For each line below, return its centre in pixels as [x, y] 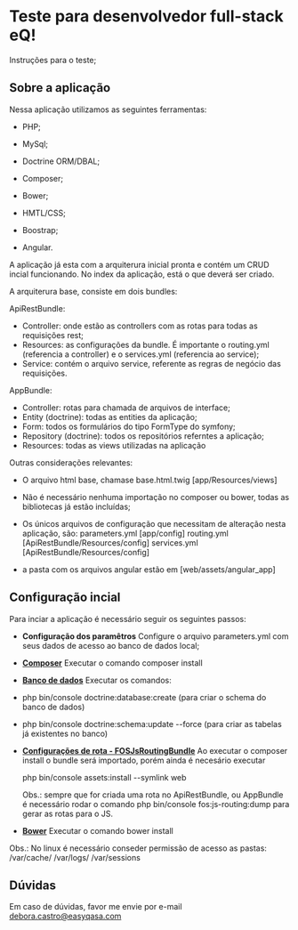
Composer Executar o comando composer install [112, 663]
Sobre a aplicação [60, 88]
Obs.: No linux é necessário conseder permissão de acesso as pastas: [138, 848]
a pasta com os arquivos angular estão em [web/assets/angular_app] [149, 569]
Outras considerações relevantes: [71, 462]
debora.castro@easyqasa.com [65, 916]
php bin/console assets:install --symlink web [104, 777]
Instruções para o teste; [53, 60]
